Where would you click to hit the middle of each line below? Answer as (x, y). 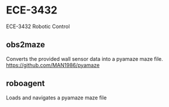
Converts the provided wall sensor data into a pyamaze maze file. (85, 58)
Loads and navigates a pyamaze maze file (56, 98)
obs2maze (26, 45)
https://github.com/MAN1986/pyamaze (53, 65)
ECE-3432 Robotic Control (38, 26)
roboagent (25, 83)
